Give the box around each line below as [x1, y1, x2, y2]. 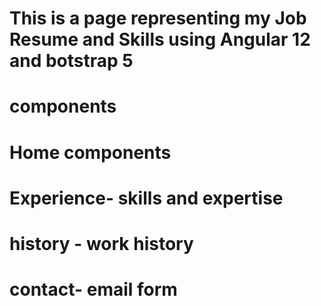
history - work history [9, 232, 194, 255]
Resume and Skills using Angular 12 [9, 28, 311, 51]
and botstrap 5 [9, 50, 134, 72]
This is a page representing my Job [9, 7, 307, 30]
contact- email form [9, 278, 178, 301]
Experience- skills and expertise [9, 187, 284, 209]
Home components [9, 141, 172, 164]
